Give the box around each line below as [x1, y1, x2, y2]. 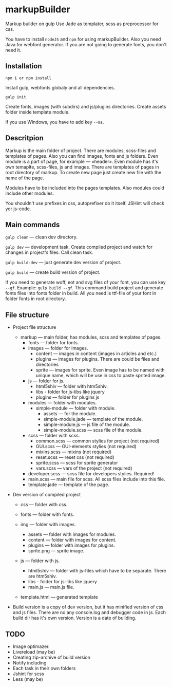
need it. [5, 47, 22, 53]
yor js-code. [5, 206, 31, 212]
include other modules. [5, 190, 54, 196]
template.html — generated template [20, 594, 99, 600]
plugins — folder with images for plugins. [28, 542, 116, 548]
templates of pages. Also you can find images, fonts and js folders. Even [5, 153, 158, 159]
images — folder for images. [28, 345, 88, 351]
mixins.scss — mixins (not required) [35, 449, 112, 455]
